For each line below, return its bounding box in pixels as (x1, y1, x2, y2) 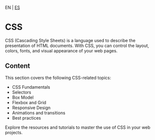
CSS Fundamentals (12, 84, 50, 90)
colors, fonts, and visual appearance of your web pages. (5, 47, 118, 53)
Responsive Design (12, 105, 51, 110)
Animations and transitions (12, 109, 65, 116)
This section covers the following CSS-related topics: (5, 75, 111, 80)
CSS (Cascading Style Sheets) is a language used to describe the (5, 37, 136, 43)
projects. (5, 129, 23, 135)
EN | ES (5, 5, 20, 10)
